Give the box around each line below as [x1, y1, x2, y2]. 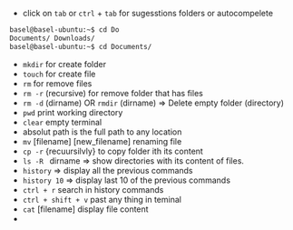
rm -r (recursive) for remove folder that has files [22, 87, 204, 98]
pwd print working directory [22, 106, 123, 117]
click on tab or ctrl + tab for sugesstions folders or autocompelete [22, 8, 274, 18]
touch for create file [22, 68, 96, 79]
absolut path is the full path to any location [22, 126, 182, 137]
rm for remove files [22, 77, 93, 89]
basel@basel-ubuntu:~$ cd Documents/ [9, 42, 152, 51]
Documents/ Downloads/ [9, 34, 95, 43]
